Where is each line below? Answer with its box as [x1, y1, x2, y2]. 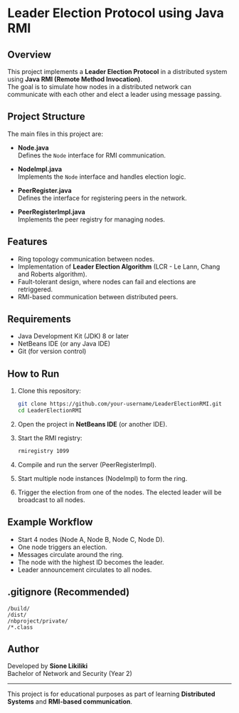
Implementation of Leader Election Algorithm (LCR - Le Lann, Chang [17, 262, 221, 271]
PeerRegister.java [17, 186, 73, 194]
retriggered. [17, 285, 53, 293]
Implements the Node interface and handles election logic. [17, 172, 186, 181]
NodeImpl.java [17, 165, 63, 173]
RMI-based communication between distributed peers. [17, 292, 179, 301]
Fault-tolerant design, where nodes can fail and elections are [17, 277, 196, 286]
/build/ [7, 605, 31, 612]
